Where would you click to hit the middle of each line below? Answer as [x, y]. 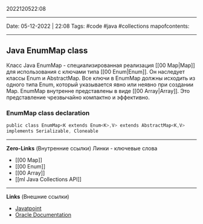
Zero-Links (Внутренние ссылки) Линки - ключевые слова [82, 148]
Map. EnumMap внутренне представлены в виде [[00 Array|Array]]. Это [98, 91]
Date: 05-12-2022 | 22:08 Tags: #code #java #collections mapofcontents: [98, 26]
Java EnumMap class [47, 51]
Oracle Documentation [43, 214]
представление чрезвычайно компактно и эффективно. [78, 97]
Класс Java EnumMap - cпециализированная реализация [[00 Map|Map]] [101, 65]
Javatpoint [28, 208]
